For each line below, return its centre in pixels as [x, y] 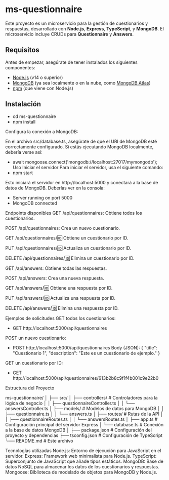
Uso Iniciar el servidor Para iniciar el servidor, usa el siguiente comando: [88, 167]
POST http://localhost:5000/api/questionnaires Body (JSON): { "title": [85, 347]
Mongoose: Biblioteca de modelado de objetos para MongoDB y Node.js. [81, 472]
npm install [24, 122]
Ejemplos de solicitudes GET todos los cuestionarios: [60, 318]
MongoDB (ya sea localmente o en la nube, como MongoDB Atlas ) [81, 83]
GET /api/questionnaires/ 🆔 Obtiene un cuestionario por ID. [67, 238]
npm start [23, 173]
